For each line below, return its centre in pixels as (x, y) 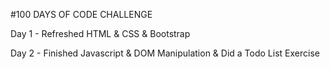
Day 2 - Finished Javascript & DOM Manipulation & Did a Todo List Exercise (165, 53)
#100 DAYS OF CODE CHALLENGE (81, 14)
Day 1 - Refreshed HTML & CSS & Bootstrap (100, 33)
